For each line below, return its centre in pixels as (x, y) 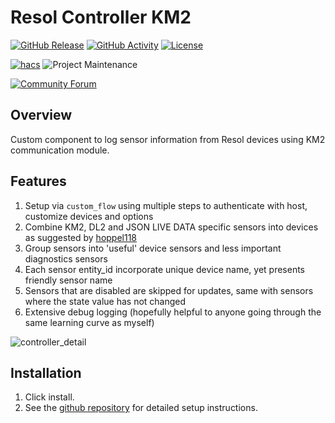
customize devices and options (89, 216)
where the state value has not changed (105, 301)
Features (38, 181)
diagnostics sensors (66, 258)
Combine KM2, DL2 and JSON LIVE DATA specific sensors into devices (171, 227)
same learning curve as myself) (89, 322)
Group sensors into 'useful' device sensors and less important (153, 248)
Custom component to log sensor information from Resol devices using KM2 (168, 139)
